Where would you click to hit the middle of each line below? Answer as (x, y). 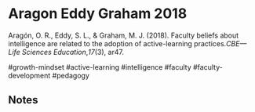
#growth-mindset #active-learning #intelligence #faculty (100, 67)
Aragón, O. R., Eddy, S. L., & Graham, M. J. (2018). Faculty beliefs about (124, 35)
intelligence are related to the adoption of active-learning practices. (117, 43)
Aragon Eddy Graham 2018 (98, 14)
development (29, 75)
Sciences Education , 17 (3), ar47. (73, 52)
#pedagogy (71, 75)
